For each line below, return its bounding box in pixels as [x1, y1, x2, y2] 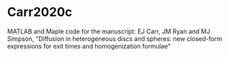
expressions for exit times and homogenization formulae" [7, 42, 171, 50]
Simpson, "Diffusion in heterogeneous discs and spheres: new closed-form [7, 34, 223, 42]
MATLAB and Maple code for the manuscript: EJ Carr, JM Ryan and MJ [7, 27, 210, 35]
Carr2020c [7, 4, 73, 20]
